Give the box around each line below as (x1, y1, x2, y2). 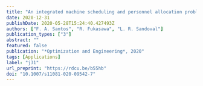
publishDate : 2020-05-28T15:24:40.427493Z (6, 20, 115, 26)
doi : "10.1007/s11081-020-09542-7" (6, 71, 96, 77)
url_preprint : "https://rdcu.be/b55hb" (6, 65, 107, 71)
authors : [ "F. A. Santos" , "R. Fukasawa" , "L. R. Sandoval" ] (6, 25, 164, 32)
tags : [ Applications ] (6, 54, 61, 60)
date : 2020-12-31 (6, 15, 50, 21)
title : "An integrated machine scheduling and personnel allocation (6, 8, 182, 15)
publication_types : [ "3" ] (6, 31, 71, 38)
